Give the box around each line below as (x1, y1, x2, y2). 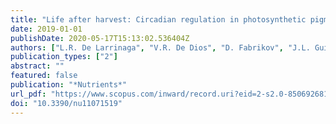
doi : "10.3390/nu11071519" (10, 98, 123, 108)
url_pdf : (10, 89, 47, 99)
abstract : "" (10, 61, 65, 71)
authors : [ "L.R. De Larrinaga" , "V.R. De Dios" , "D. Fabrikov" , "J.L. (10, 42, 311, 53)
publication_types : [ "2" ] (10, 52, 118, 62)
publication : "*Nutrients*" (10, 80, 128, 90)
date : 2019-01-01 (10, 24, 83, 34)
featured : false (10, 71, 78, 81)
